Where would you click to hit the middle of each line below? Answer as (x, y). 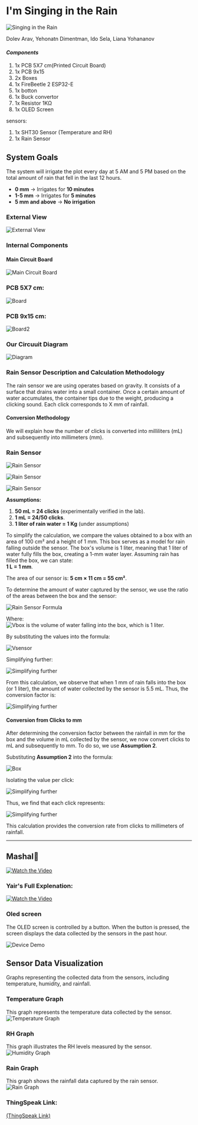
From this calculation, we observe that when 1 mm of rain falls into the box (96, 683)
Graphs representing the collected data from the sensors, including (88, 978)
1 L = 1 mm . (20, 567)
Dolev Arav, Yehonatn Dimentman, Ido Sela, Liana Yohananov (80, 38)
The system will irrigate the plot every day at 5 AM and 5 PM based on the (96, 171)
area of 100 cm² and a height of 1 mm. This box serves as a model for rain (95, 542)
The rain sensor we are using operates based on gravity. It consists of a (93, 385)
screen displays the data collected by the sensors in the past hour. (87, 933)
